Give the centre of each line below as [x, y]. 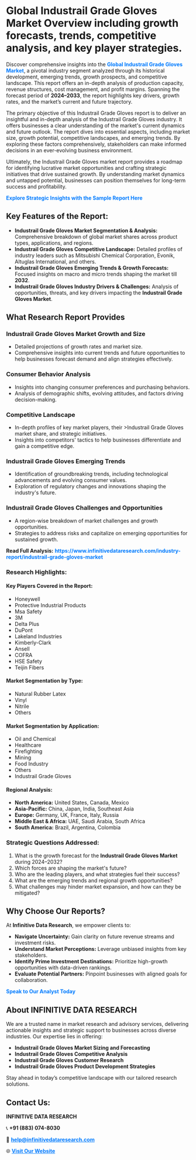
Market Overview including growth [92, 23]
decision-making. [35, 399]
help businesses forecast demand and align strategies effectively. [94, 359]
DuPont [24, 630]
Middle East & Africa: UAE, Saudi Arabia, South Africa [80, 822]
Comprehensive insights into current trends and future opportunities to [100, 353]
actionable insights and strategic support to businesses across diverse [91, 1030]
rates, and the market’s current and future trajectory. [69, 101]
